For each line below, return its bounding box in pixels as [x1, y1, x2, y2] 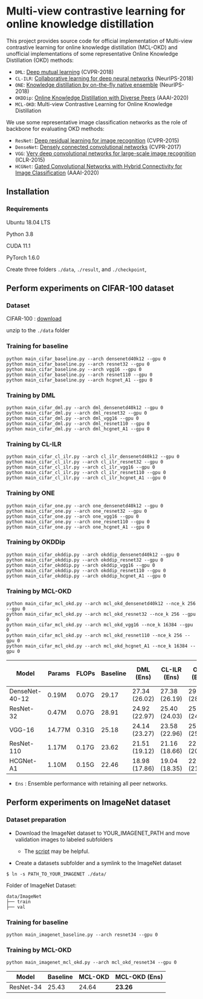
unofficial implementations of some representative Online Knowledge [6, 50, 178, 57]
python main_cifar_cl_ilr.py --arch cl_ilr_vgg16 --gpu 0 [6, 464, 155, 470]
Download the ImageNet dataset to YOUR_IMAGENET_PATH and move [14, 829, 190, 837]
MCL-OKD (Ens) [115, 973, 163, 981]
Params [47, 669, 71, 678]
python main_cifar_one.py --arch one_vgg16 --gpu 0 [6, 513, 139, 520]
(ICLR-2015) [14, 156, 45, 163]
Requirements [6, 205, 49, 213]
